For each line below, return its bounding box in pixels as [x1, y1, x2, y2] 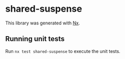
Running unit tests [5, 35, 65, 43]
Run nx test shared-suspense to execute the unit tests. [5, 48, 121, 54]
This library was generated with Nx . [5, 20, 80, 26]
